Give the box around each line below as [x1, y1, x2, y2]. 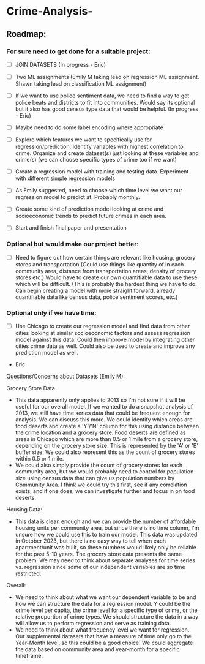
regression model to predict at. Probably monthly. [15, 194, 141, 201]
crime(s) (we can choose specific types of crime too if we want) [15, 156, 177, 164]
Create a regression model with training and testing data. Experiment [15, 168, 189, 175]
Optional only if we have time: [6, 308, 97, 317]
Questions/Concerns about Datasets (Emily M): [6, 372, 125, 380]
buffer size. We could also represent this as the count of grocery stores [15, 448, 195, 456]
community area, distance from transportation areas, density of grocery [15, 267, 197, 274]
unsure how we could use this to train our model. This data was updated [15, 531, 198, 538]
